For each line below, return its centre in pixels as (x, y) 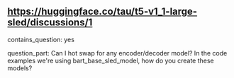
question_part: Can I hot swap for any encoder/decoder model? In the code (117, 53)
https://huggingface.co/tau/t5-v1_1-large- (102, 12)
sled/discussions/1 (50, 23)
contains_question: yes (41, 39)
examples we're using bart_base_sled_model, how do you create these (111, 60)
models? (20, 68)
